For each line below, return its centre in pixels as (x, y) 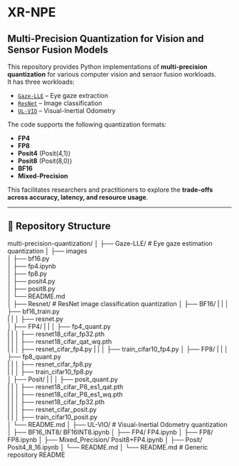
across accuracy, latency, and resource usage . (78, 197)
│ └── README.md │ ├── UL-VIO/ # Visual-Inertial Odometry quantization (117, 424)
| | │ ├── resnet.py (36, 319)
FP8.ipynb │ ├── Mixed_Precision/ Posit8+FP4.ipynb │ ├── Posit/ (105, 439)
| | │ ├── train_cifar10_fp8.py (50, 372)
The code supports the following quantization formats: (87, 124)
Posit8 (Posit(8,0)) (45, 161)
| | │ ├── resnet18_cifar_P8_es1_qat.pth (65, 386)
